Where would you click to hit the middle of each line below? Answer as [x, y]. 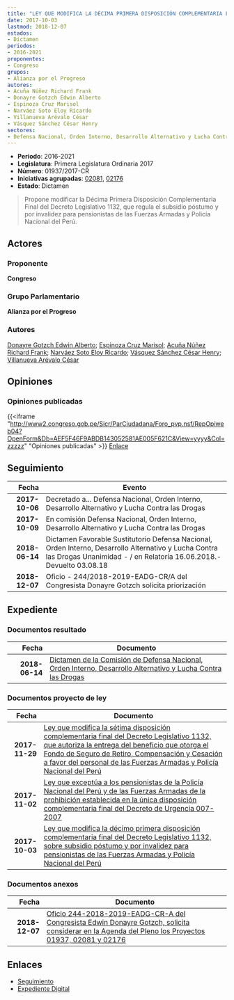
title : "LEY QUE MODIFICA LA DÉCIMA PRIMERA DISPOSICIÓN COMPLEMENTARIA [115, 14]
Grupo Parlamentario [44, 296]
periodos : [22, 46]
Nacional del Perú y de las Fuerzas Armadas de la [125, 791]
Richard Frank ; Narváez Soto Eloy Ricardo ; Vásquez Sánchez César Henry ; [114, 352]
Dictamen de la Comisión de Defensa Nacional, [126, 660]
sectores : [22, 130]
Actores [25, 243]
